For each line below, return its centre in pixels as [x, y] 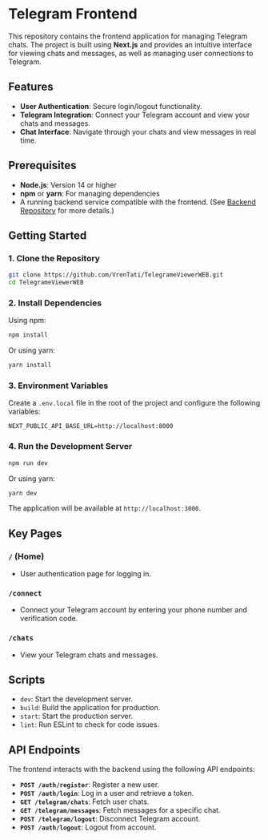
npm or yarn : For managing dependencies [90, 193]
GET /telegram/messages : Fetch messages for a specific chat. [120, 810]
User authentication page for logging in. [86, 574]
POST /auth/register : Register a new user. [90, 785]
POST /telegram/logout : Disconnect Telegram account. [110, 819]
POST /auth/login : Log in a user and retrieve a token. [107, 794]
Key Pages [35, 533]
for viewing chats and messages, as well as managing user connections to [131, 53]
